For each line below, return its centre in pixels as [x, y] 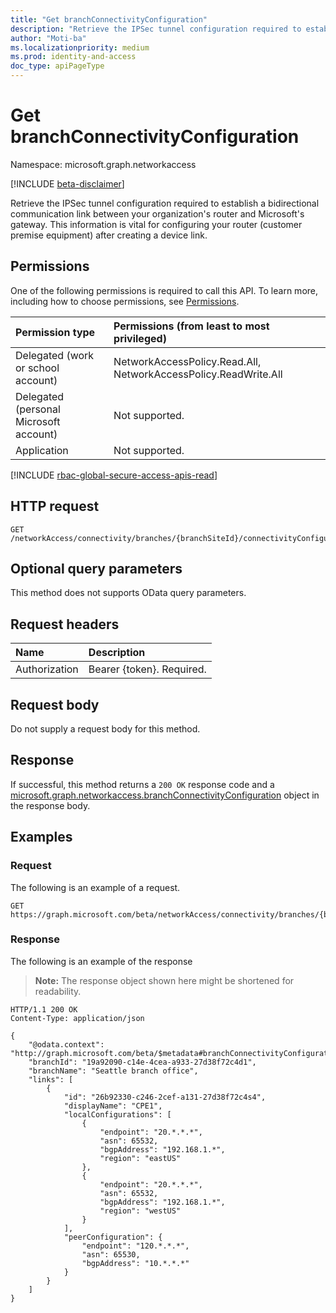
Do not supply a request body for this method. [105, 729]
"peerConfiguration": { [113, 1237]
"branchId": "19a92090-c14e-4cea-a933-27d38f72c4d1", [142, 1062]
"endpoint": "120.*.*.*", [135, 1246]
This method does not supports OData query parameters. [128, 593]
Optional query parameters [96, 568]
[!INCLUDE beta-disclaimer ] [67, 183]
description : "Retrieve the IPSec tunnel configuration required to [156, 29]
